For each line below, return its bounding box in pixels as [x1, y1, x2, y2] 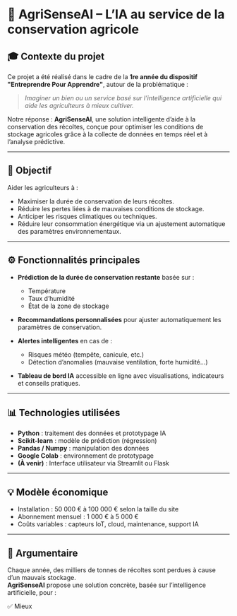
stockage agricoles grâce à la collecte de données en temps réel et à [7, 130, 208, 138]
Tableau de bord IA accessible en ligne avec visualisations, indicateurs [17, 371, 224, 380]
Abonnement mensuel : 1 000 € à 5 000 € [17, 512, 139, 521]
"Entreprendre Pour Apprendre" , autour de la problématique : [7, 81, 189, 88]
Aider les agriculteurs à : [7, 183, 79, 191]
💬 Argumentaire [7, 547, 78, 559]
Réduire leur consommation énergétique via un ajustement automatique [17, 219, 226, 228]
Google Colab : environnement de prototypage [17, 451, 154, 460]
